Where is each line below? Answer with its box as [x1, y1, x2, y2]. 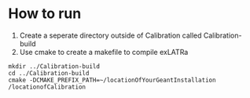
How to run [8, 5, 82, 23]
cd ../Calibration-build [8, 69, 90, 77]
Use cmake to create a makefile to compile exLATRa [19, 47, 189, 56]
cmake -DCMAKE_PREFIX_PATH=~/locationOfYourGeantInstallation [8, 76, 216, 84]
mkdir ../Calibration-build [8, 62, 101, 71]
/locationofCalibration [8, 83, 86, 91]
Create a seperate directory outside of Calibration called [19, 31, 202, 40]
